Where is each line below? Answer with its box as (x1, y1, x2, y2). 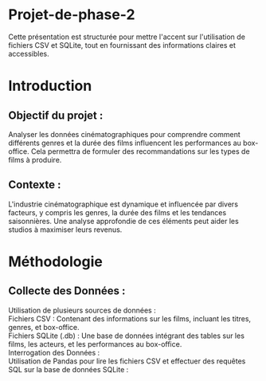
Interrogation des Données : (8, 348, 100, 357)
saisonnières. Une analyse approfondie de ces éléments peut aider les (8, 216, 239, 226)
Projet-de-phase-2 (8, 6, 135, 24)
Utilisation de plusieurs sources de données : (8, 305, 157, 315)
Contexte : (8, 178, 61, 192)
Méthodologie (8, 253, 104, 270)
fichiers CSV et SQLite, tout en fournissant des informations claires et (8, 40, 237, 49)
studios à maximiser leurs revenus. (8, 225, 123, 234)
